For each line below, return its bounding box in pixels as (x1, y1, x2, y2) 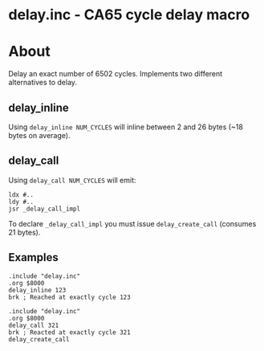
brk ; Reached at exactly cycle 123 (8, 293, 131, 301)
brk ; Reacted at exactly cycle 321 (8, 328, 131, 337)
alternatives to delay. (8, 78, 78, 88)
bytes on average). (8, 130, 71, 140)
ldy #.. (8, 198, 35, 206)
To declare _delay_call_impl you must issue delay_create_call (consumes (8, 218, 257, 228)
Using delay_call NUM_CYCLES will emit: (8, 175, 136, 185)
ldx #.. (8, 190, 35, 198)
